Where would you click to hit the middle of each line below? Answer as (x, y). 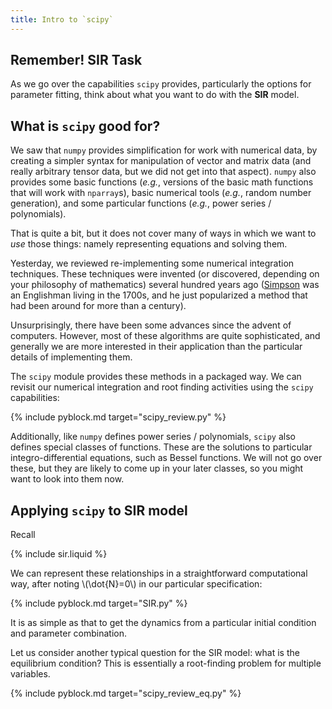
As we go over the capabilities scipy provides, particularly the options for (161, 84)
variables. (30, 674)
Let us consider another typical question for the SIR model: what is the (155, 653)
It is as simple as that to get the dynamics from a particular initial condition (163, 623)
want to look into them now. (67, 479)
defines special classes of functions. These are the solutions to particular (161, 447)
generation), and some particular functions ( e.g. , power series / (141, 203)
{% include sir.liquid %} (59, 554)
